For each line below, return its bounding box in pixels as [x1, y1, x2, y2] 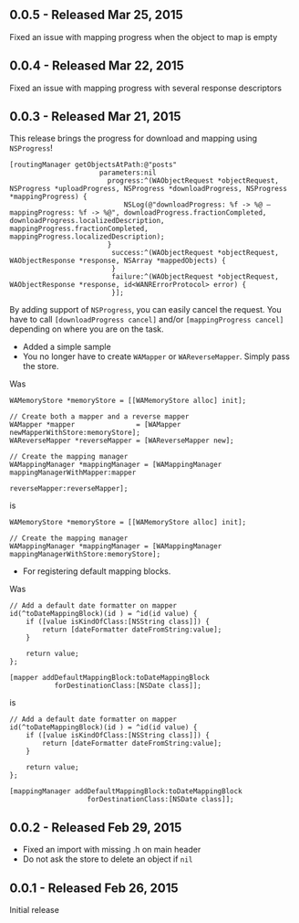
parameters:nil [98, 168, 157, 177]
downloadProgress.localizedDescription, [9, 217, 166, 226]
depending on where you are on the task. [9, 324, 164, 334]
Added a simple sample [22, 342, 111, 353]
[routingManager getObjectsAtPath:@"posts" [9, 160, 178, 170]
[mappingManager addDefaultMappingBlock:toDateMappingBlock [9, 787, 243, 796]
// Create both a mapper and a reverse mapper [9, 412, 190, 421]
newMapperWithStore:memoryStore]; [9, 429, 141, 438]
